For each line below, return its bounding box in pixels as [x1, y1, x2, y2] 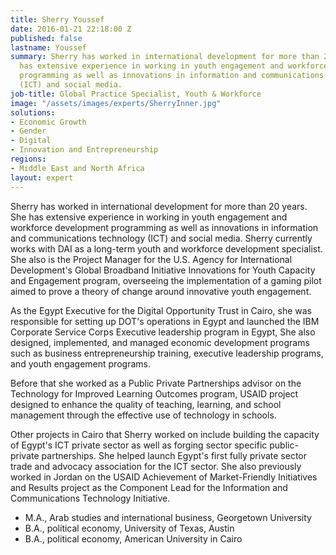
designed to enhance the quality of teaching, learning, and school [10, 398, 282, 410]
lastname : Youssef [10, 42, 87, 53]
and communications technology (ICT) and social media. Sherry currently [10, 232, 313, 244]
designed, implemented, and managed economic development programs [10, 336, 310, 348]
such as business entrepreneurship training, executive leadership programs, [10, 347, 324, 359]
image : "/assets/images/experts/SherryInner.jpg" [10, 98, 222, 108]
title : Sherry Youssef [10, 14, 105, 25]
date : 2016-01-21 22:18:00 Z [10, 24, 132, 34]
